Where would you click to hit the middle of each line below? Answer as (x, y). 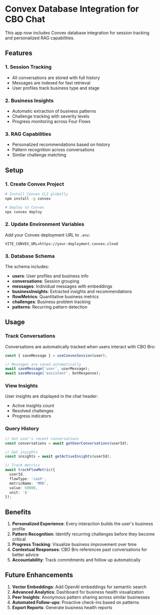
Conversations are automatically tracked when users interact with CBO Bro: (80, 346)
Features (19, 53)
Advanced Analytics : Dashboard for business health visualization (78, 592)
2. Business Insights (29, 101)
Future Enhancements (39, 575)
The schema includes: (27, 266)
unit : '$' (19, 492)
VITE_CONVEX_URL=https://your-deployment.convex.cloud (62, 244)
